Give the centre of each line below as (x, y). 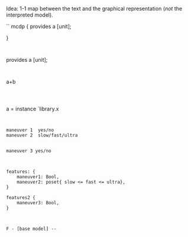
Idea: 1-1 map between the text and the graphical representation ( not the (94, 9)
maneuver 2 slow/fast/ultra (42, 135)
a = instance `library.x (33, 109)
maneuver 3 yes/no (29, 151)
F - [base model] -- (32, 229)
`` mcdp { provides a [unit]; (39, 26)
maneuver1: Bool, (38, 177)
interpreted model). (30, 15)
